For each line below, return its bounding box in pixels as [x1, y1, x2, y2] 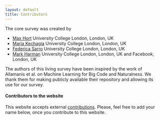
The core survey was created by [5, 25, 72, 31]
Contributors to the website [5, 93, 64, 99]
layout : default [5, 7, 39, 12]
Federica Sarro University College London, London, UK [12, 46, 125, 52]
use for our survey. [5, 81, 44, 87]
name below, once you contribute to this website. [5, 109, 106, 115]
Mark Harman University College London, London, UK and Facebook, [12, 51, 155, 57]
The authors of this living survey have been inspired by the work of [5, 65, 143, 72]
